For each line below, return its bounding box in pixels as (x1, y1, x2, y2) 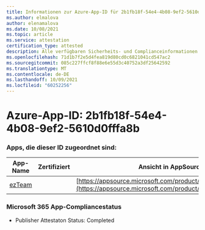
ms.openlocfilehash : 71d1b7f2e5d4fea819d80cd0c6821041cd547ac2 (6, 54, 171, 60)
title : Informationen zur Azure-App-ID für (6, 9, 119, 15)
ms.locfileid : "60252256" (6, 83, 72, 89)
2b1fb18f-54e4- (85, 109, 167, 122)
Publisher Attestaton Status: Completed (15, 217, 115, 224)
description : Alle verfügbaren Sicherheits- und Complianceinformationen (6, 49, 198, 55)
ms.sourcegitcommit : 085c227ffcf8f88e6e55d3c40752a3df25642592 (6, 60, 171, 66)
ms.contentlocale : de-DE (6, 71, 70, 77)
